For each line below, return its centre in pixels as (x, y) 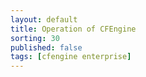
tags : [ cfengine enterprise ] (71, 57)
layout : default (44, 19)
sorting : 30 (35, 38)
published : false (46, 47)
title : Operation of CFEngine (73, 29)
